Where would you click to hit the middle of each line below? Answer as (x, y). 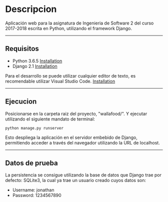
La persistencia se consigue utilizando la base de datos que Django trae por (83, 175)
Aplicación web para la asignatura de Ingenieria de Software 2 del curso (79, 23)
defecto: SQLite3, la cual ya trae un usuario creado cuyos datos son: (76, 180)
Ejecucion (21, 102)
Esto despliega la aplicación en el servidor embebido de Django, (71, 137)
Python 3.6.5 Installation (37, 60)
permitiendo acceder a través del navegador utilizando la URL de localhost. (82, 142)
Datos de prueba (32, 163)
